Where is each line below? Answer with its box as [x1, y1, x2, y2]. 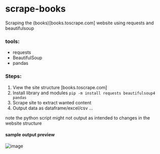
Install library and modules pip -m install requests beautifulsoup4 [12, 90, 155, 96]
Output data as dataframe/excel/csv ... [12, 105, 93, 111]
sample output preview [5, 132, 55, 138]
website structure [5, 120, 42, 126]
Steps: [5, 73, 22, 80]
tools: [5, 37, 20, 45]
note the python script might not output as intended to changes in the [5, 114, 150, 121]
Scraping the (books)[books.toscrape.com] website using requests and [5, 20, 154, 26]
